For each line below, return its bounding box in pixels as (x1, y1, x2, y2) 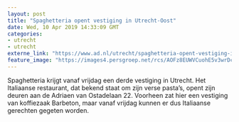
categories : (7, 30, 43, 38)
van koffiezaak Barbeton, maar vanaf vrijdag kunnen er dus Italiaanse (7, 99, 211, 107)
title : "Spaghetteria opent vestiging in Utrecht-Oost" (7, 17, 176, 24)
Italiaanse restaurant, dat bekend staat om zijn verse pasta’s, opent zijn (7, 83, 216, 92)
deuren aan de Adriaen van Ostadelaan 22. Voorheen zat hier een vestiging (7, 91, 228, 99)
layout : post (7, 10, 46, 18)
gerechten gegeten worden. (7, 106, 90, 114)
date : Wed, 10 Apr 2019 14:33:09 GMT (7, 23, 119, 30)
